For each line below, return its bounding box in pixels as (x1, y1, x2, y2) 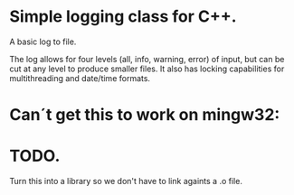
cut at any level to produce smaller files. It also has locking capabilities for (9, 63, 285, 74)
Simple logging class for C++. (9, 6, 237, 27)
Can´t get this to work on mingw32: (9, 105, 280, 125)
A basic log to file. (9, 36, 77, 47)
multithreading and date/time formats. (9, 72, 151, 83)
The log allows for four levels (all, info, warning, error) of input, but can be (9, 53, 285, 64)
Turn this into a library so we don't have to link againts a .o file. (9, 176, 242, 187)
